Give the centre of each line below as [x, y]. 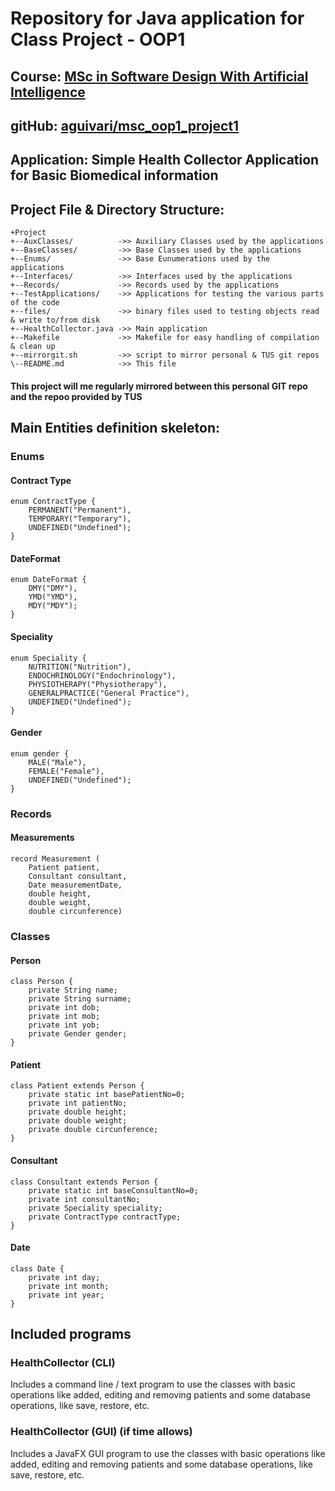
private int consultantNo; [84, 1199]
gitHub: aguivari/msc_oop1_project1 [125, 125]
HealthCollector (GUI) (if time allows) [101, 1432]
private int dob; [64, 1008]
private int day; [64, 1277]
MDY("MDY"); [53, 606]
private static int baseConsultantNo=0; [113, 1190]
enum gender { [40, 753]
